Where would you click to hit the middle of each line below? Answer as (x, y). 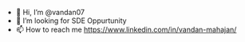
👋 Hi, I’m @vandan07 (50, 12)
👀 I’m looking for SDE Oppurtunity (71, 21)
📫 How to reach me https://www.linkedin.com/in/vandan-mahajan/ (126, 29)
